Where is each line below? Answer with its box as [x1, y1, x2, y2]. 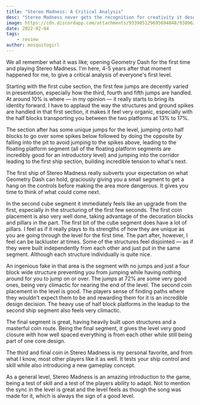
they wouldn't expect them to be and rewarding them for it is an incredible [6, 294, 187, 301]
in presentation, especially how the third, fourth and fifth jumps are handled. [6, 89, 192, 96]
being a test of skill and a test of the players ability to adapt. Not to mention [6, 379, 190, 386]
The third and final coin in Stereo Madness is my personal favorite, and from [6, 349, 193, 356]
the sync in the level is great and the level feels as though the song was [6, 386, 182, 393]
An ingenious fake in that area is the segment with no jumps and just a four [6, 262, 189, 269]
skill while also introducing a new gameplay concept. [6, 361, 136, 369]
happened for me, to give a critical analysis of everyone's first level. [6, 71, 173, 78]
